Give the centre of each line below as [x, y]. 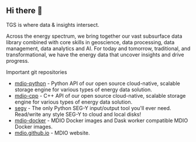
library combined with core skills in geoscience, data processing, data [90, 42]
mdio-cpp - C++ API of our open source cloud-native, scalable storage [100, 95]
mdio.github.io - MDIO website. [52, 133]
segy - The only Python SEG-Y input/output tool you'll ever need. [93, 108]
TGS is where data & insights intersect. [53, 24]
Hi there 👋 [24, 11]
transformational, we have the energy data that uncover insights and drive [95, 54]
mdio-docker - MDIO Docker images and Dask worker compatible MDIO [101, 120]
